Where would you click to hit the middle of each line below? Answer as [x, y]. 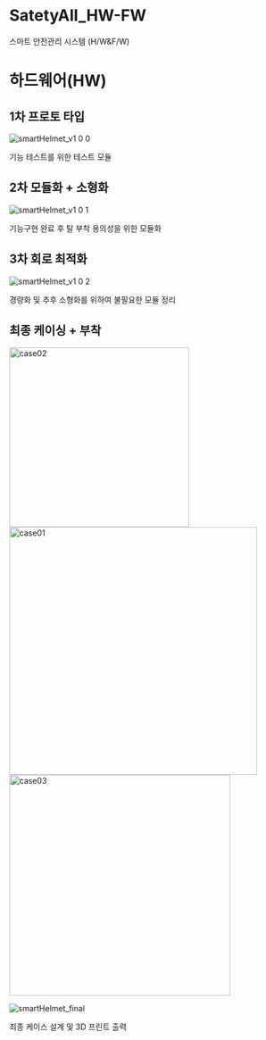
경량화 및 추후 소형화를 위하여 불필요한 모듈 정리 [93, 299]
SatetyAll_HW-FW [78, 16]
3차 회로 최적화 [48, 259]
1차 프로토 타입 [47, 116]
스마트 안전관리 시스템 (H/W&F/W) [70, 41]
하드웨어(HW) [58, 81]
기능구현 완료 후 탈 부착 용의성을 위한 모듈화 [86, 228]
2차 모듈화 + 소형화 [59, 188]
